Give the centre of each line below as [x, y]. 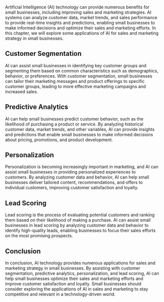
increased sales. [22, 91]
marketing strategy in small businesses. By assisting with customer [73, 268]
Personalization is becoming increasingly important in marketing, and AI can [82, 167]
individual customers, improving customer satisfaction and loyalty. [72, 188]
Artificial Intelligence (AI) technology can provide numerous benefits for [77, 7]
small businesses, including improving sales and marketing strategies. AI [78, 12]
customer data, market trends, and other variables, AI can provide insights [80, 129]
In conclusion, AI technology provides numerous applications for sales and [80, 263]
